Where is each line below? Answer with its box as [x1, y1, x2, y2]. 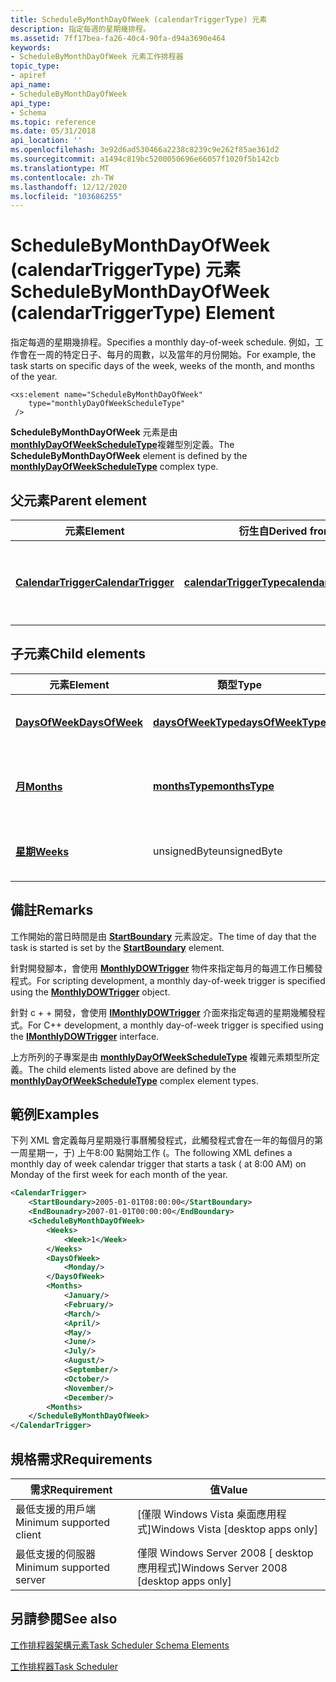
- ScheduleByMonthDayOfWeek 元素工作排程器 [10, 52, 184, 62]
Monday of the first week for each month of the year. [10, 1169, 228, 1181]
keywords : [10, 42, 52, 53]
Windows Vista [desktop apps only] [151, 1522, 319, 1536]
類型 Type [217, 677, 263, 691]
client [15, 1528, 42, 1541]
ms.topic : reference [10, 117, 97, 127]
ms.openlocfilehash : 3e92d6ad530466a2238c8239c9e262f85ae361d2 [10, 145, 280, 155]
